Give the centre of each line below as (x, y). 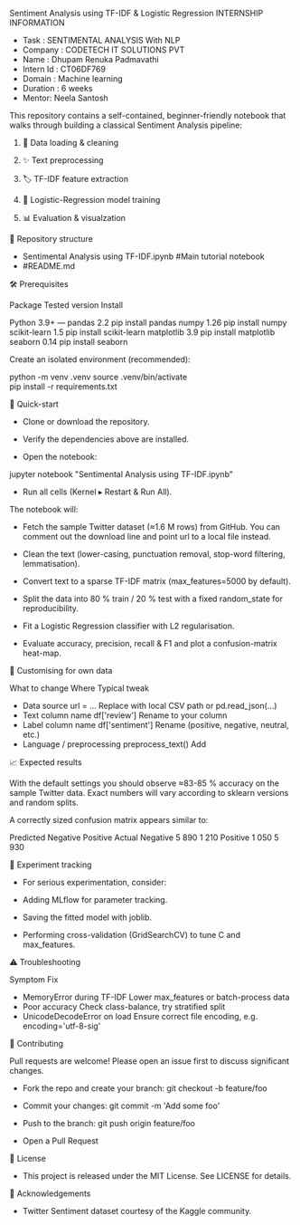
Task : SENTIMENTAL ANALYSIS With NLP (101, 40)
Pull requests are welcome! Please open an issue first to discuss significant (150, 1061)
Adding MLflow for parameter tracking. (95, 900)
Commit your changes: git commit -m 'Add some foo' (121, 1105)
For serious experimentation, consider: (94, 882)
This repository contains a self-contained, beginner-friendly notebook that (148, 115)
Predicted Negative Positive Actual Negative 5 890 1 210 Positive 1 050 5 (144, 837)
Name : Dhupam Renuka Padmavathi (91, 59)
